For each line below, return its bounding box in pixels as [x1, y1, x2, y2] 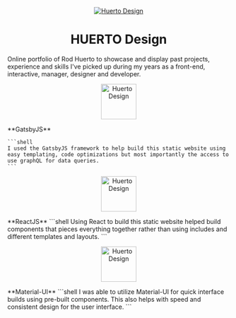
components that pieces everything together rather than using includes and [7, 225, 228, 233]
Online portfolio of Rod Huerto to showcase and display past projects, [7, 54, 211, 63]
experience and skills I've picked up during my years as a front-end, [7, 62, 206, 71]
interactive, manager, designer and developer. [7, 69, 141, 78]
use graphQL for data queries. [7, 157, 100, 164]
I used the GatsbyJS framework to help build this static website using [7, 145, 226, 152]
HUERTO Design [70, 32, 167, 47]
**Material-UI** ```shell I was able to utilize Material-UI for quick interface [7, 287, 225, 296]
